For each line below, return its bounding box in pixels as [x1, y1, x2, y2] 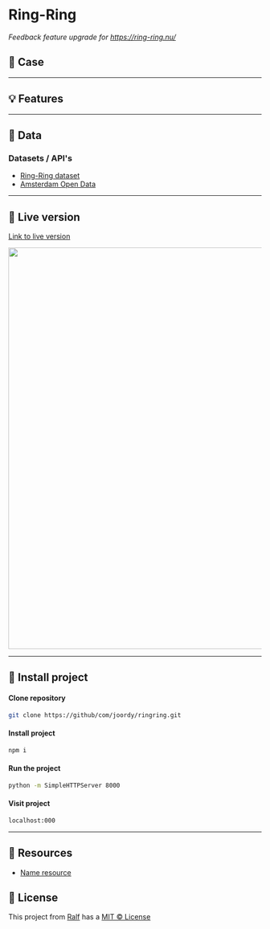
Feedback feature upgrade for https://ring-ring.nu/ [8, 32, 177, 42]
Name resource [19, 867, 72, 877]
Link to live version [8, 231, 71, 242]
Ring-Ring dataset [19, 171, 80, 181]
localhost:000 [8, 817, 56, 825]
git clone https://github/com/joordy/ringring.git [8, 711, 182, 719]
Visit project [8, 799, 51, 809]
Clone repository [8, 693, 66, 703]
